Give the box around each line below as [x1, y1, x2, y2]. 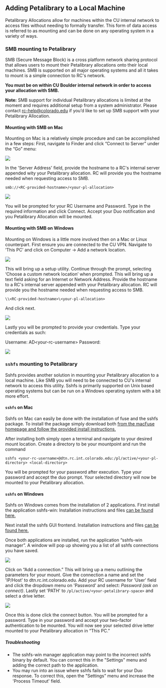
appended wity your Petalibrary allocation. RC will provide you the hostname [5, 170, 162, 176]
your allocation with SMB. [5, 87, 59, 93]
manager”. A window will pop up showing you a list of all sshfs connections [5, 542, 159, 548]
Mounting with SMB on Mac [5, 124, 63, 130]
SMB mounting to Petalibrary [5, 45, 76, 52]
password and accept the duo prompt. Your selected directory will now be [5, 474, 157, 480]
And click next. [5, 305, 36, 311]
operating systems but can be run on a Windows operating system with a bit [5, 388, 161, 394]
